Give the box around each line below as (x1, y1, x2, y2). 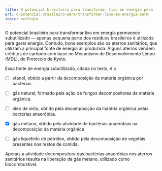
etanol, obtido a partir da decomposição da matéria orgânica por (12, 75, 144, 81)
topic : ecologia (5, 16, 38, 21)
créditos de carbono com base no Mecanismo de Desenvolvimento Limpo (5, 51, 155, 57)
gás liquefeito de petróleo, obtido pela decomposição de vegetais (12, 136, 146, 141)
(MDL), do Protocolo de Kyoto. (5, 56, 67, 62)
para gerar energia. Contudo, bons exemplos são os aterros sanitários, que (5, 40, 158, 46)
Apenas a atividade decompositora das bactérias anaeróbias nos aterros (5, 151, 153, 157)
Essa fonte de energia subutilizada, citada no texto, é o (5, 66, 117, 71)
